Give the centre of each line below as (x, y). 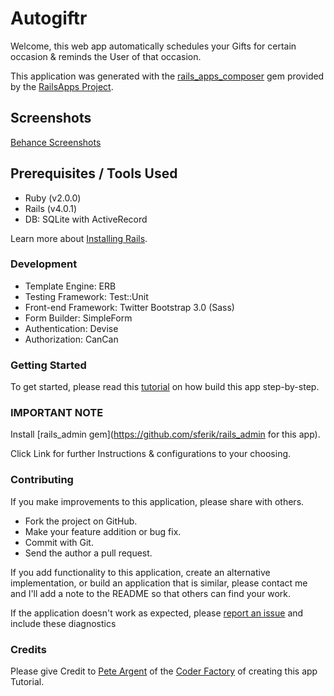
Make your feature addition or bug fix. (103, 531)
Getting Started (48, 365)
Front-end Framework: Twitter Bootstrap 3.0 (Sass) (129, 307)
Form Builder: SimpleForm (78, 318)
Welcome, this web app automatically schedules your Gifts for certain (153, 46)
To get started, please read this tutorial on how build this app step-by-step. (165, 387)
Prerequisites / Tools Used (94, 173)
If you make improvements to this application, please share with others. (157, 501)
